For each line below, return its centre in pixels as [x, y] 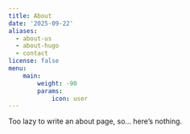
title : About [30, 16]
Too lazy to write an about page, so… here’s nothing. [95, 121]
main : [32, 76]
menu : [17, 69]
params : [50, 91]
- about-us [34, 38]
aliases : [23, 31]
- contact [32, 53]
